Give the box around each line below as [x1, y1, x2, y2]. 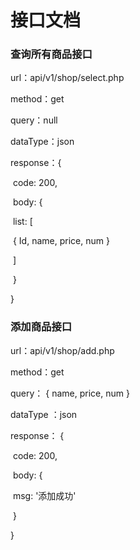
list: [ [12, 216, 33, 228]
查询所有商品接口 [10, 47, 93, 61]
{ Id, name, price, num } [12, 235, 110, 247]
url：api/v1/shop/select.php [10, 72, 125, 84]
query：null [10, 114, 58, 126]
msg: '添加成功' [12, 489, 77, 501]
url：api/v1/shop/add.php [10, 344, 115, 356]
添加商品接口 [10, 320, 73, 334]
